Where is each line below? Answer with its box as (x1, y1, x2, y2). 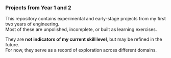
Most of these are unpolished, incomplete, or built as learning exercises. (5, 26, 157, 33)
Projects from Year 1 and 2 (5, 4, 71, 11)
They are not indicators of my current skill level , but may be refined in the (5, 36, 162, 42)
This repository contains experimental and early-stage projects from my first (5, 16, 166, 22)
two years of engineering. (5, 21, 60, 27)
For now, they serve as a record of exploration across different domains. (5, 47, 157, 53)
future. (5, 42, 19, 48)
